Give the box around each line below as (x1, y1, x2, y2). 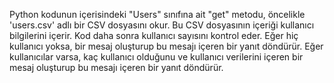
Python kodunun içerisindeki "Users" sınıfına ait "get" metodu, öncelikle (9, 9, 306, 20)
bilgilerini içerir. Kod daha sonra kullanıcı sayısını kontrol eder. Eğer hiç (9, 30, 299, 41)
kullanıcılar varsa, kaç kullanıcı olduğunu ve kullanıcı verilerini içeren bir (9, 51, 304, 63)
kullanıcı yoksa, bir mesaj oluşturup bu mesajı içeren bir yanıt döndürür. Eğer (9, 40, 324, 52)
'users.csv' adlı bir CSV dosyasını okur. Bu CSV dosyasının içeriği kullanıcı (9, 19, 315, 31)
